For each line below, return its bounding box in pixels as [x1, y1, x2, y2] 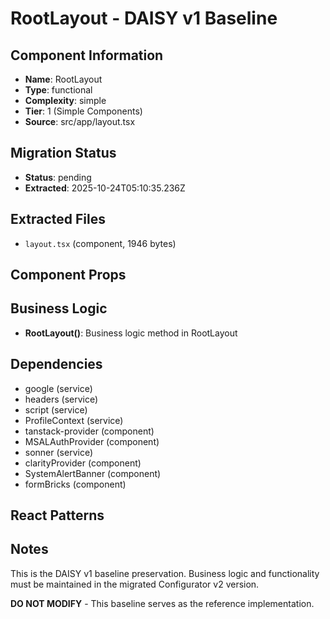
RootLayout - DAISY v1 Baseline [10, 7, 278, 30]
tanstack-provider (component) [24, 425, 155, 437]
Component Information [10, 47, 164, 64]
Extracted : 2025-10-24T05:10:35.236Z [24, 182, 186, 194]
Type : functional [24, 84, 93, 96]
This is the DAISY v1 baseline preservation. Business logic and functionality [10, 567, 320, 579]
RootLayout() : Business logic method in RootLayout [24, 327, 238, 339]
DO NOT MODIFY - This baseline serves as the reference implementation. [10, 597, 315, 609]
